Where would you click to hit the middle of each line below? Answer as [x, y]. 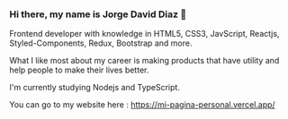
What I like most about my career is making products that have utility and [144, 61]
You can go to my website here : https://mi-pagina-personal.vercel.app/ [143, 105]
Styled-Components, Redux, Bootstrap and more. [101, 43]
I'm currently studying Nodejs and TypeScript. [94, 88]
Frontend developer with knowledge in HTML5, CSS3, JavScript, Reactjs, [144, 34]
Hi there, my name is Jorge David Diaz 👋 [98, 14]
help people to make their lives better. [79, 70]
